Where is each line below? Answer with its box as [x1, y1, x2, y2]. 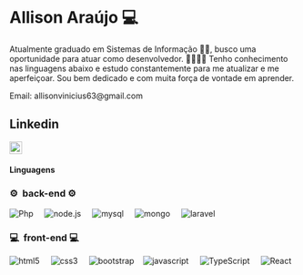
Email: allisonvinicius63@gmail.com [9, 90, 144, 101]
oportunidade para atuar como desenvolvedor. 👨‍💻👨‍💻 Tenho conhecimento [9, 53, 288, 64]
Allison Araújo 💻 [9, 7, 139, 28]
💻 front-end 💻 [9, 231, 79, 244]
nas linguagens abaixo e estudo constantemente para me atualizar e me [9, 63, 279, 74]
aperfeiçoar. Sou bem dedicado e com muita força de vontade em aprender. [9, 72, 295, 83]
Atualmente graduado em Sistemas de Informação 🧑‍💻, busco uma [9, 43, 257, 55]
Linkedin [9, 117, 59, 132]
